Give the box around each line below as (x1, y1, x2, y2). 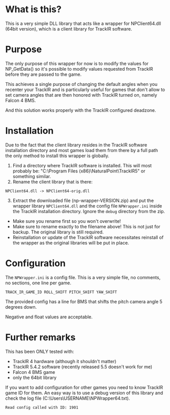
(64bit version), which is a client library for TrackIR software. (5, 25, 132, 32)
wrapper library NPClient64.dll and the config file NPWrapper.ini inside (12, 202, 162, 209)
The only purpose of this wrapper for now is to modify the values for (5, 60, 149, 67)
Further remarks (5, 332, 76, 343)
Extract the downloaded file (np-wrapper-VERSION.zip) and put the (12, 197, 154, 203)
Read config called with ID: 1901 (5, 405, 79, 410)
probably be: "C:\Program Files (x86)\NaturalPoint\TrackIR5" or (12, 168, 146, 174)
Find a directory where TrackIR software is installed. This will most (12, 162, 152, 168)
